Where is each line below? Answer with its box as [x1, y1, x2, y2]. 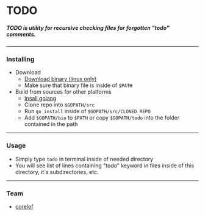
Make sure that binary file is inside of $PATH [24, 82, 133, 89]
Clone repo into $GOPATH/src [24, 101, 95, 108]
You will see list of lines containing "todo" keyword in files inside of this [15, 162, 194, 169]
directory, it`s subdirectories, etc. [15, 168, 99, 175]
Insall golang [24, 95, 57, 102]
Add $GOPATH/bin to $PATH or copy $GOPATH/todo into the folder [24, 114, 180, 122]
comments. [6, 30, 36, 38]
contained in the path [24, 120, 78, 128]
